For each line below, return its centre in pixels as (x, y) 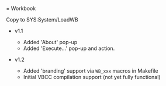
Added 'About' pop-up (50, 42)
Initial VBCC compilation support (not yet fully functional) (92, 77)
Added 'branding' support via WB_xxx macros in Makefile (91, 71)
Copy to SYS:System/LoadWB (42, 19)
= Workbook (21, 8)
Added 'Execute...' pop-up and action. (69, 48)
